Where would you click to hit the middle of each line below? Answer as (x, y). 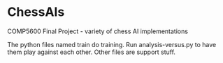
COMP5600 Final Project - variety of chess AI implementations (98, 31)
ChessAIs (36, 12)
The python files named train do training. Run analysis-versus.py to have (112, 44)
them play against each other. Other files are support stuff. (92, 52)
